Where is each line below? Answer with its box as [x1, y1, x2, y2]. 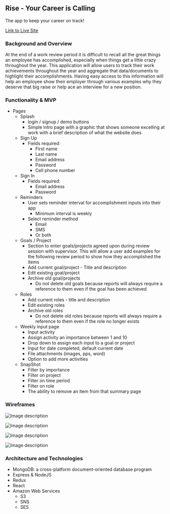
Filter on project [27, 372, 61, 379]
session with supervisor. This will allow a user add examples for [27, 248, 160, 254]
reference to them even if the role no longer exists [35, 318, 140, 324]
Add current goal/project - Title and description [27, 264, 127, 270]
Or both [35, 232, 52, 238]
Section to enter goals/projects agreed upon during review [27, 243, 150, 249]
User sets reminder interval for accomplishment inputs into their [27, 200, 161, 206]
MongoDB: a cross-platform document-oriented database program [12, 466, 152, 472]
